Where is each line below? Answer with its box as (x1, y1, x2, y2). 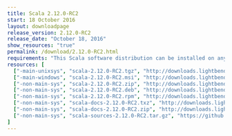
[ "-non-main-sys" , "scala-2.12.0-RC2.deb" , (13, 87, 140, 93)
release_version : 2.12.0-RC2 (7, 29, 91, 36)
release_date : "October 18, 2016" (7, 36, 107, 43)
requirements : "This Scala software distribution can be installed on (7, 55, 215, 62)
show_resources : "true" (7, 42, 76, 49)
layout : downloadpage (7, 23, 70, 30)
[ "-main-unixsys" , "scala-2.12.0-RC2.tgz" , (13, 67, 140, 74)
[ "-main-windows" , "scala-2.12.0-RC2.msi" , (13, 73, 140, 81)
